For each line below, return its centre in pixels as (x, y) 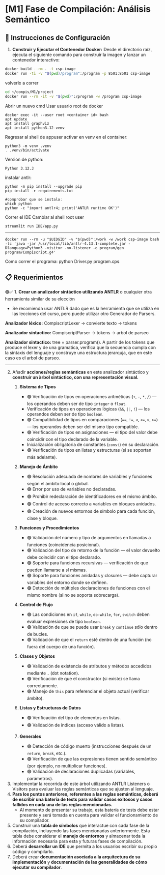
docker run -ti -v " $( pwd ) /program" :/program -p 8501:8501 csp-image (78, 73)
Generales (30, 736)
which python (18, 204)
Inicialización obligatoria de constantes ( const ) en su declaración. (93, 445)
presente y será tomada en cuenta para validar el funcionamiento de (89, 815)
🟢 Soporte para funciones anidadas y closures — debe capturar (92, 576)
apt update (16, 119)
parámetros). (40, 779)
